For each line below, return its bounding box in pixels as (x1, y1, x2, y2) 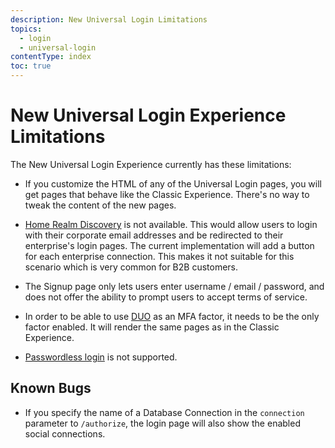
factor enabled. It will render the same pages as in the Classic (24, 321, 280, 333)
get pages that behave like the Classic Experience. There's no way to (24, 188, 310, 200)
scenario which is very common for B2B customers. (24, 261, 239, 273)
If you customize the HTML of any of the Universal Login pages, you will (24, 177, 322, 190)
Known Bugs (10, 380, 92, 397)
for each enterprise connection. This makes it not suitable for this (24, 250, 295, 262)
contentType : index (10, 52, 92, 62)
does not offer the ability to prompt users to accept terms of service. (24, 291, 308, 303)
